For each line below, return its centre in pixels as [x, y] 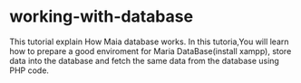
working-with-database [101, 17]
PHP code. [29, 70]
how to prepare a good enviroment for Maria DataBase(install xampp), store [150, 51]
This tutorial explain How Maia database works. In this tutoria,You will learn [149, 41]
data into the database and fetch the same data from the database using [144, 60]
